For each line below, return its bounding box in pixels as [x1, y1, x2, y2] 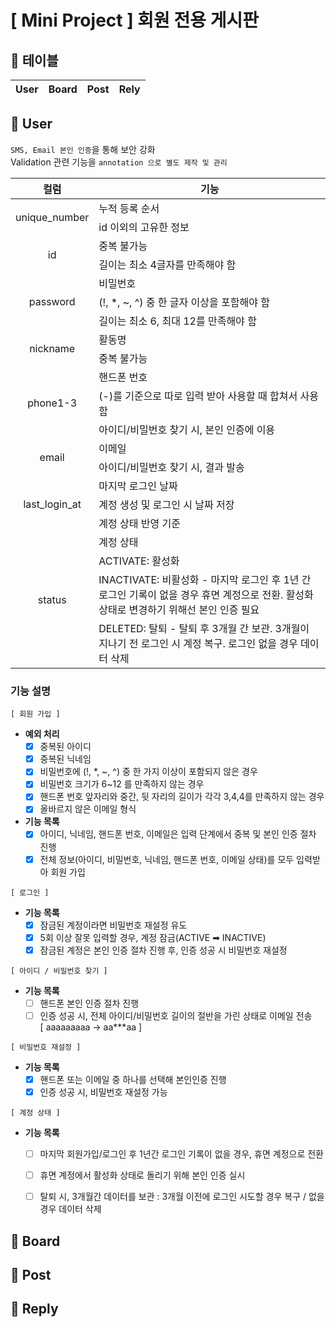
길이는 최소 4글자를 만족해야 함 [98, 257, 237, 271]
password [28, 294, 76, 308]
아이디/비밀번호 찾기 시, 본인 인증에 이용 [98, 422, 276, 436]
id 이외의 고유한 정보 [98, 220, 190, 234]
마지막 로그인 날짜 [98, 479, 178, 493]
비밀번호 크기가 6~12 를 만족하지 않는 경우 [39, 778, 205, 790]
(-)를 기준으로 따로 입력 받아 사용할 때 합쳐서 [98, 389, 298, 403]
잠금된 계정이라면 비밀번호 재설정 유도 [39, 919, 188, 931]
